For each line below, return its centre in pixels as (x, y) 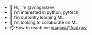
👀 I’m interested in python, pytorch (44, 12)
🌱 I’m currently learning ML (37, 17)
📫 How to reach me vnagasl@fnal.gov (48, 28)
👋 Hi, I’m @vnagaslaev (32, 7)
